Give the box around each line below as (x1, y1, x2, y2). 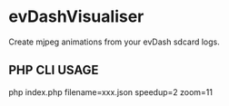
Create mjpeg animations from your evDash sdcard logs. (8, 36, 220, 47)
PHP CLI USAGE (8, 63, 99, 78)
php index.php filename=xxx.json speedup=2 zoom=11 (8, 86, 213, 97)
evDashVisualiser (8, 6, 144, 27)
